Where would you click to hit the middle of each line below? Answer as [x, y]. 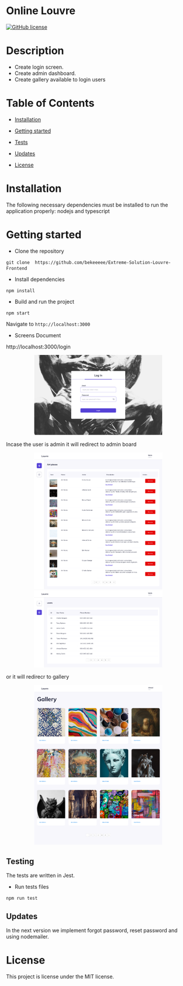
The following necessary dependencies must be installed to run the [87, 205]
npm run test [22, 899]
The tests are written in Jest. [40, 876]
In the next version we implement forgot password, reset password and [92, 930]
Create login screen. [39, 67]
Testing [20, 861]
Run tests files [32, 887]
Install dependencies [40, 279]
